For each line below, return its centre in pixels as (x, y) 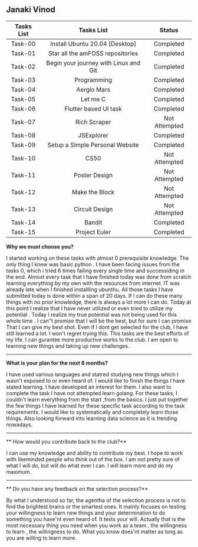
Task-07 (23, 122)
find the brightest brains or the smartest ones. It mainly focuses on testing (96, 506)
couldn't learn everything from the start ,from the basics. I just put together (97, 399)
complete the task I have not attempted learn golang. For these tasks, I (92, 393)
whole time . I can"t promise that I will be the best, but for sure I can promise (99, 321)
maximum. (19, 471)
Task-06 (23, 109)
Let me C (93, 99)
